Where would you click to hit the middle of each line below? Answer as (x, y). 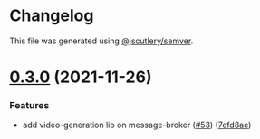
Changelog (52, 16)
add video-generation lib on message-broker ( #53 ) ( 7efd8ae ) (137, 125)
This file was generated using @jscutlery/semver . (101, 41)
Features (29, 106)
